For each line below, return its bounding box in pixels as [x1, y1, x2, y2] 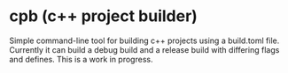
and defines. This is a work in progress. [9, 54, 153, 64]
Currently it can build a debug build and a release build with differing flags [9, 44, 280, 55]
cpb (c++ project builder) [9, 6, 198, 26]
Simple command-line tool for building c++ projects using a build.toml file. [9, 35, 280, 46]
